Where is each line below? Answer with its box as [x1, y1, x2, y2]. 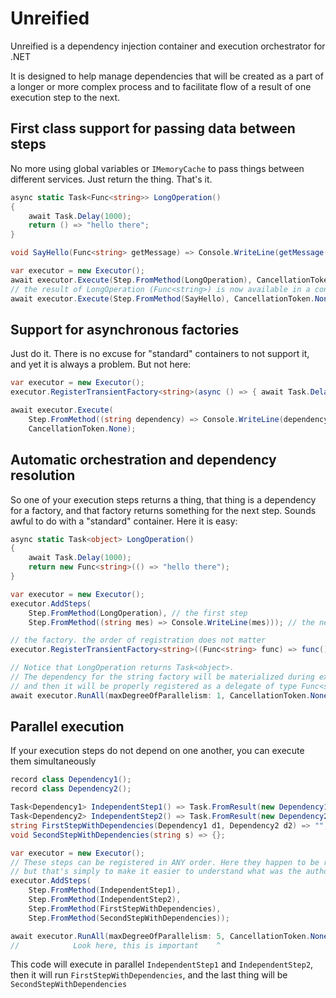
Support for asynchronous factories [10, 321, 240, 338]
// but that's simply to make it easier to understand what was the [10, 867, 302, 877]
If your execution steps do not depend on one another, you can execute [10, 745, 305, 757]
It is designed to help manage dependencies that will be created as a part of [10, 70, 324, 82]
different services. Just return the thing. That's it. [10, 173, 213, 185]
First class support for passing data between [10, 120, 296, 137]
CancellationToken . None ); [28, 423, 137, 434]
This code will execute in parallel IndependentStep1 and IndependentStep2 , [10, 958, 314, 971]
